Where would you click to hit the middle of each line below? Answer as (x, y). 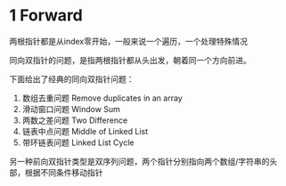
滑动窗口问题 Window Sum (71, 109)
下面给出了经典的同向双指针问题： (72, 79)
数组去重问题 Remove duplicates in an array (102, 98)
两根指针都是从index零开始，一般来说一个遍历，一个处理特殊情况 (128, 41)
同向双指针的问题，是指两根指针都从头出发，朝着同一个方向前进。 (130, 60)
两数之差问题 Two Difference (75, 120)
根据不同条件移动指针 (64, 172)
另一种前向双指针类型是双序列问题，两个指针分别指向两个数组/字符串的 (139, 161)
